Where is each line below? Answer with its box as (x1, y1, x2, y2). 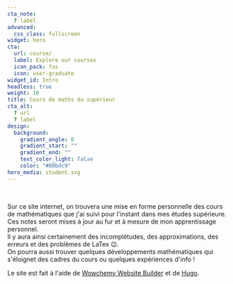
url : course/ (13, 50, 52, 58)
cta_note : (7, 10, 37, 18)
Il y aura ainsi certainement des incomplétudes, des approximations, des (7, 232, 219, 241)
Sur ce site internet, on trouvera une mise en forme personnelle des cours (7, 202, 223, 210)
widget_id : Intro (7, 76, 59, 84)
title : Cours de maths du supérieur (7, 97, 115, 104)
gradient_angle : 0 (20, 136, 74, 143)
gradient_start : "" (20, 143, 78, 150)
